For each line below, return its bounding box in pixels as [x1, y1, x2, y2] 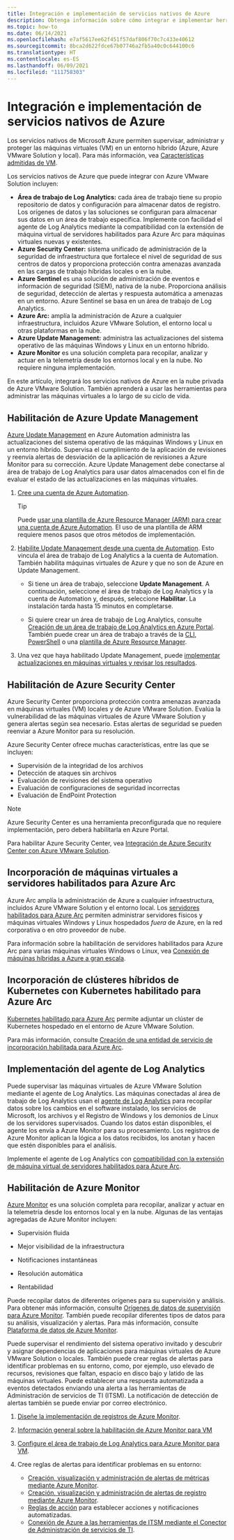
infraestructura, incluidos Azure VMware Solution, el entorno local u [17, 319, 212, 328]
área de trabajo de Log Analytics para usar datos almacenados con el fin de [7, 468, 225, 476]
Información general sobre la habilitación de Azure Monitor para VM [17, 1426, 212, 1434]
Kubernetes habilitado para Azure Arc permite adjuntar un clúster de [7, 1014, 203, 1022]
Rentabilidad [17, 1283, 54, 1291]
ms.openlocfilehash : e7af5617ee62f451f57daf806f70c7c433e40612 [7, 36, 195, 43]
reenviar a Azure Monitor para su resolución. [7, 727, 136, 736]
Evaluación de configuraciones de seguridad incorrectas [17, 784, 180, 792]
